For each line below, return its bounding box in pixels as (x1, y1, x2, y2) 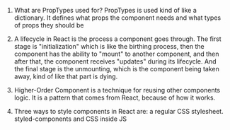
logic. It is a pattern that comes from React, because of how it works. (13, 93, 216, 102)
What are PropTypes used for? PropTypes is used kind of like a (13, 6, 197, 14)
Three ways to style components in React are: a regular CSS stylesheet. (13, 107, 224, 115)
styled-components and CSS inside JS (13, 114, 127, 123)
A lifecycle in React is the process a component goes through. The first (13, 35, 222, 43)
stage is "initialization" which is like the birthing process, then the (13, 42, 205, 50)
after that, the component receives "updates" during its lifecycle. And (13, 57, 217, 66)
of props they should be (13, 21, 84, 29)
